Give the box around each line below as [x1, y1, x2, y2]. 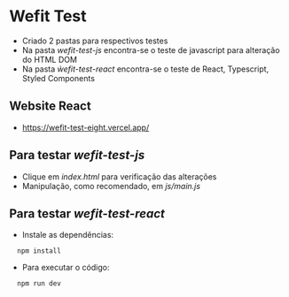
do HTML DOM [21, 54, 78, 65]
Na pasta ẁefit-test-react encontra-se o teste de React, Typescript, [21, 64, 269, 74]
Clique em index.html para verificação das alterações [21, 171, 217, 182]
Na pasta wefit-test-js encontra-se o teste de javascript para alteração [21, 44, 281, 55]
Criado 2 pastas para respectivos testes [21, 35, 168, 46]
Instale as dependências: [21, 230, 113, 240]
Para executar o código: [21, 263, 110, 273]
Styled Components [21, 72, 96, 83]
